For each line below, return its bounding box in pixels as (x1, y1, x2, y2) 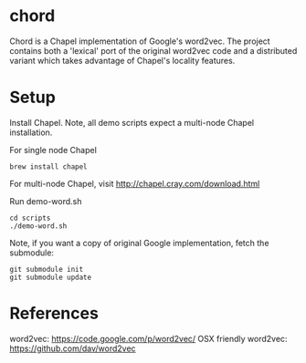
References (9, 303, 99, 324)
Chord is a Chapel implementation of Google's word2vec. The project (9, 36, 271, 47)
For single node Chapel (9, 144, 98, 155)
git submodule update (9, 273, 92, 282)
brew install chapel (9, 161, 89, 171)
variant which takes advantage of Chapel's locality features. (9, 55, 236, 66)
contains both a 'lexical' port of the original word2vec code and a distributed (9, 45, 298, 56)
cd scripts (9, 213, 51, 223)
